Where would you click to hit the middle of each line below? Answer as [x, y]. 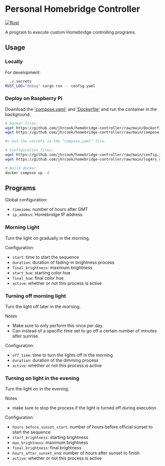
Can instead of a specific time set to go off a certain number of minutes [84, 330]
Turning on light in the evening [42, 378]
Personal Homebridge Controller [73, 9]
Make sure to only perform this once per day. [58, 326]
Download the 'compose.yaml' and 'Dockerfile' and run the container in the [81, 109]
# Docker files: [22, 123]
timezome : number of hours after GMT [50, 209]
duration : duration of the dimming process [55, 360]
